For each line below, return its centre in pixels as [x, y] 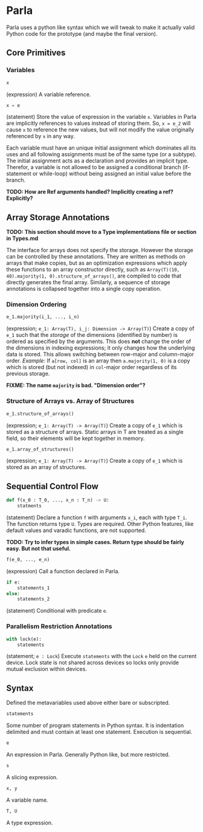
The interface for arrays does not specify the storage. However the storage [100, 250]
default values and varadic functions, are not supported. [76, 530]
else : [13, 594]
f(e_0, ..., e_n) [28, 559]
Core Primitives [36, 53]
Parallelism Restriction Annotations [60, 627]
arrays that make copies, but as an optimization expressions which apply [97, 263]
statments [30, 506]
